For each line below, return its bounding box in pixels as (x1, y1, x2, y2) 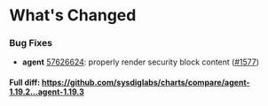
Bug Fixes (9, 37, 53, 49)
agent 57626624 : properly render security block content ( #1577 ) (21, 57, 260, 67)
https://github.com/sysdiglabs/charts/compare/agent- (41, 77, 250, 88)
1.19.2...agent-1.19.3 (9, 87, 84, 97)
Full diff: (9, 77, 41, 88)
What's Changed (9, 5, 137, 26)
